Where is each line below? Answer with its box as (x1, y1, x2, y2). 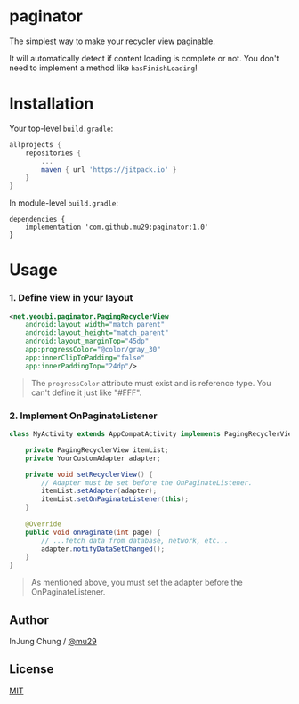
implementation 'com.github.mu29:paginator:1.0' (25, 223, 209, 232)
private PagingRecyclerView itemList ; (25, 445, 169, 455)
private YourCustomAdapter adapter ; (25, 454, 162, 463)
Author (9, 612, 49, 627)
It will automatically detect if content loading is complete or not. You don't (9, 53, 279, 63)
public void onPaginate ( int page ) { (25, 528, 162, 537)
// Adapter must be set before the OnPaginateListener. (41, 478, 253, 487)
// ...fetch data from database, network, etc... (41, 536, 229, 545)
